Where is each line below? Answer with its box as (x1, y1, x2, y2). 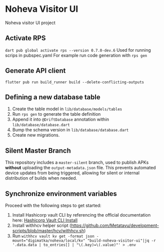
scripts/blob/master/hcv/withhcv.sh (12, 228, 85, 233)
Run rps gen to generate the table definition (12, 111, 101, 117)
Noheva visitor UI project (5, 20, 56, 26)
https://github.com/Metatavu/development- (71, 222, 159, 228)
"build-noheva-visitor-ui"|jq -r (87, 238, 156, 243)
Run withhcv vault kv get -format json (12, 233, 95, 239)
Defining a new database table (5, 93, 100, 101)
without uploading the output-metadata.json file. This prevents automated (5, 165, 156, 171)
